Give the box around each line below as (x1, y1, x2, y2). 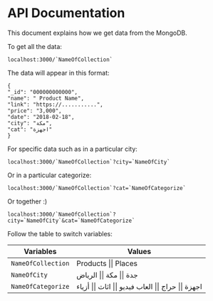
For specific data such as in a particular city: (7, 144, 137, 153)
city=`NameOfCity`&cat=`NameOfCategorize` (7, 217, 135, 224)
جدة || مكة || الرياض (76, 270, 138, 280)
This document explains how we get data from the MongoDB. (7, 28, 187, 37)
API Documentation (7, 5, 125, 21)
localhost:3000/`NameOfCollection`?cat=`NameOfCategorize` (7, 184, 187, 191)
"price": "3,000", (7, 107, 62, 115)
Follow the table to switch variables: (7, 229, 113, 238)
